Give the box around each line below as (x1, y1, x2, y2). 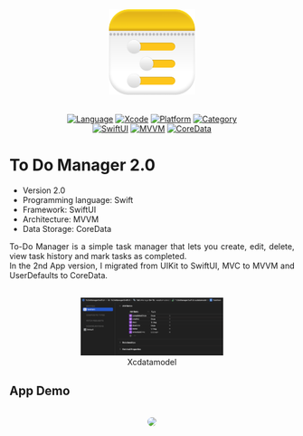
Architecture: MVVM (22, 214, 99, 225)
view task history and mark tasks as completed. (9, 251, 187, 262)
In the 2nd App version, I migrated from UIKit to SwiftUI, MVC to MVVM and (9, 260, 295, 271)
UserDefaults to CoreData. (9, 270, 109, 281)
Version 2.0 (22, 185, 66, 196)
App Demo (9, 383, 71, 398)
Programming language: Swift (22, 195, 134, 206)
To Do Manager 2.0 (9, 155, 156, 176)
